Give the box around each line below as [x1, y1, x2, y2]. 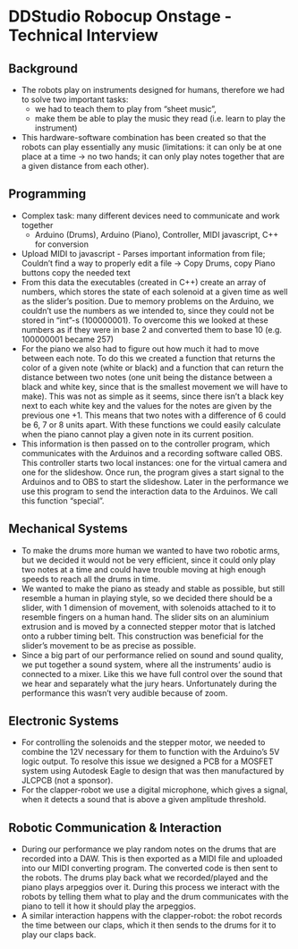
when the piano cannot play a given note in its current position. [21, 428, 254, 439]
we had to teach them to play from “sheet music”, [34, 104, 217, 114]
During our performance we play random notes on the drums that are [21, 843, 277, 855]
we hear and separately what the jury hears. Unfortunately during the [21, 678, 277, 689]
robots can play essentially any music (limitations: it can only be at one [21, 141, 283, 152]
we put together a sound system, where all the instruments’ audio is [21, 659, 272, 670]
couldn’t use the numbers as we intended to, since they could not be [21, 305, 275, 316]
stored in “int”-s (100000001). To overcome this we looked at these [21, 315, 269, 326]
